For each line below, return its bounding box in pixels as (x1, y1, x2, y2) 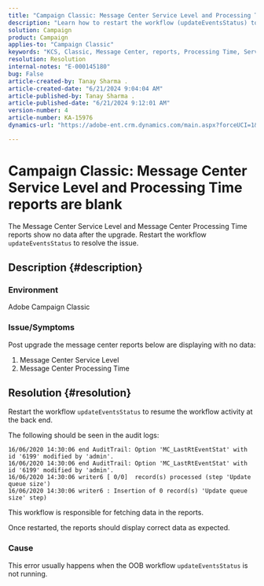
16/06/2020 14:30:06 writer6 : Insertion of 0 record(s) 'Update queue (8, 487, 247, 496)
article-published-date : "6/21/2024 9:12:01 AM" (8, 99, 170, 107)
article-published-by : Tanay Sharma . (8, 92, 135, 100)
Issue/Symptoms (8, 322, 75, 333)
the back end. (8, 415, 53, 425)
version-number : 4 (8, 107, 68, 115)
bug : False (8, 70, 44, 78)
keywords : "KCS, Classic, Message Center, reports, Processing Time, (8, 48, 241, 56)
